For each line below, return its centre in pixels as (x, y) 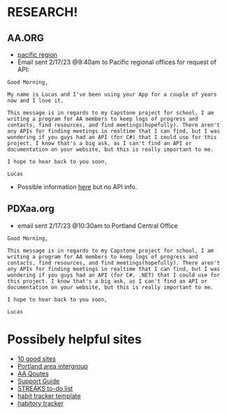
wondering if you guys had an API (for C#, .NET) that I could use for (113, 275)
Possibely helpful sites (74, 339)
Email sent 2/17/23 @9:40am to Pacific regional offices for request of (117, 62)
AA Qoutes (33, 374)
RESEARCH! (43, 12)
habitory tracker (41, 403)
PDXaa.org (31, 209)
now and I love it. (36, 101)
